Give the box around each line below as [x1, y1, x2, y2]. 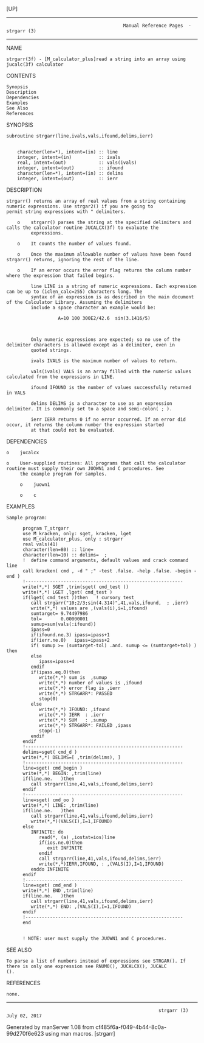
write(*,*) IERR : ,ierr [38, 712, 104, 718]
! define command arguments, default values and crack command [22, 557, 189, 563]
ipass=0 [30, 627, 50, 633]
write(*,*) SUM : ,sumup [38, 717, 107, 723]
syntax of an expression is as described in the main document [30, 294, 194, 300]
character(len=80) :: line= [22, 547, 94, 553]
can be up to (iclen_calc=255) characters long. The [6, 289, 143, 295]
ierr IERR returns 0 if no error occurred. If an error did [30, 416, 186, 423]
